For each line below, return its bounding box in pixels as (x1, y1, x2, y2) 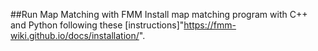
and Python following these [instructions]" (10, 19, 185, 31)
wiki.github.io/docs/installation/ (10, 30, 140, 41)
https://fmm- (183, 19, 237, 31)
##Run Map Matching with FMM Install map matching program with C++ (10, 9, 308, 20)
